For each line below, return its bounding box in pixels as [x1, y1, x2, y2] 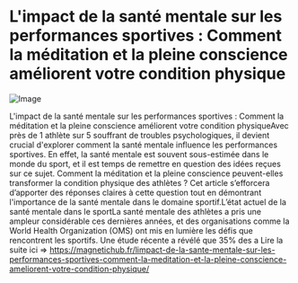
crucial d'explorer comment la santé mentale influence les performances [9, 139, 278, 150]
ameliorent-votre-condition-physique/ [9, 263, 150, 274]
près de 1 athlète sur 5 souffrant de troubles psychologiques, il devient [9, 129, 270, 140]
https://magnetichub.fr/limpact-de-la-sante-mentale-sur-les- [48, 244, 276, 255]
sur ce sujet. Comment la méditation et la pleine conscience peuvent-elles [9, 168, 284, 179]
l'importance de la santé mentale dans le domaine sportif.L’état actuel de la [9, 196, 287, 208]
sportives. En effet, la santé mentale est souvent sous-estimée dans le [9, 148, 269, 159]
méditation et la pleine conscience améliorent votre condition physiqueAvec [9, 119, 289, 131]
